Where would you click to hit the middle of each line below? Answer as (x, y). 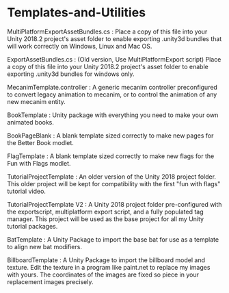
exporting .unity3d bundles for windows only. (71, 74)
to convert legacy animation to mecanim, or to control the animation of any (112, 94)
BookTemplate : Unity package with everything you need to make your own (113, 115)
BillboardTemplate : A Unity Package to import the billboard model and (106, 260)
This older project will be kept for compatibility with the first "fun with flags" (114, 183)
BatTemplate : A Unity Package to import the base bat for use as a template (113, 239)
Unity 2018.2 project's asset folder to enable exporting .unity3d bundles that (114, 38)
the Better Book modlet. (40, 142)
